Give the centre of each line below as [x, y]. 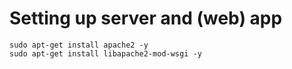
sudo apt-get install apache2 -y [79, 45]
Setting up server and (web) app [146, 18]
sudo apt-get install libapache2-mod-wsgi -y [105, 53]
